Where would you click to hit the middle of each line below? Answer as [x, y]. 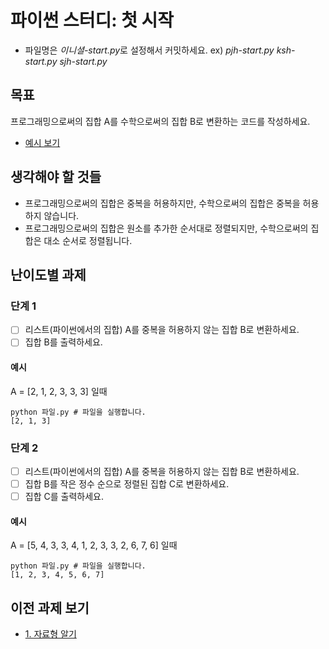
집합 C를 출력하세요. [64, 496]
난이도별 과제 [48, 274]
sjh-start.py [83, 61]
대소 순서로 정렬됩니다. [88, 240]
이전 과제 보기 [50, 607]
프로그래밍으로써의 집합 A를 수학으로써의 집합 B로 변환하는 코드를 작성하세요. [160, 121]
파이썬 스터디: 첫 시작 [92, 20]
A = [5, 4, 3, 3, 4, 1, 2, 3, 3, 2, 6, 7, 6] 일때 [94, 545]
